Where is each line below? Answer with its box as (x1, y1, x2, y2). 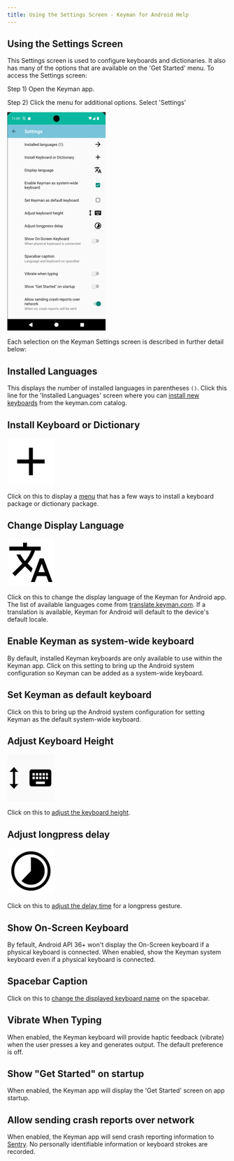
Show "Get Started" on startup (7, 1067, 145, 1079)
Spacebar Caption (7, 975, 88, 988)
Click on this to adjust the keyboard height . (7, 808, 131, 817)
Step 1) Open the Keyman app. (7, 85, 95, 94)
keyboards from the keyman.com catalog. (7, 399, 127, 407)
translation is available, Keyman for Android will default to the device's (7, 608, 210, 616)
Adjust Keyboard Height (7, 735, 114, 747)
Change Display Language (7, 520, 124, 532)
